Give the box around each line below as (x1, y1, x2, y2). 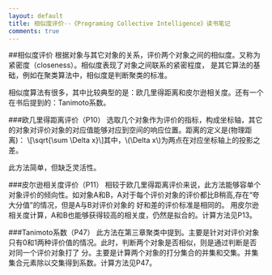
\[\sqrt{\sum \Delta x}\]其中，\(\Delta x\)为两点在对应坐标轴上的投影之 (27, 135, 261, 145)
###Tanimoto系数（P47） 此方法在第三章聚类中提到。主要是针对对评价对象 (8, 228, 260, 238)
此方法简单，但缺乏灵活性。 (8, 163, 101, 173)
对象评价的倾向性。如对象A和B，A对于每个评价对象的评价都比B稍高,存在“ (8, 190, 253, 200)
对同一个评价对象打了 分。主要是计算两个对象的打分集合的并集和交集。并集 (8, 248, 259, 258)
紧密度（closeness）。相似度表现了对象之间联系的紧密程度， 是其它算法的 (8, 60, 253, 70)
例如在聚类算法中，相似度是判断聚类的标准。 (22, 71, 172, 80)
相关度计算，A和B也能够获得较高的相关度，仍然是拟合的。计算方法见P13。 (8, 210, 257, 220)
